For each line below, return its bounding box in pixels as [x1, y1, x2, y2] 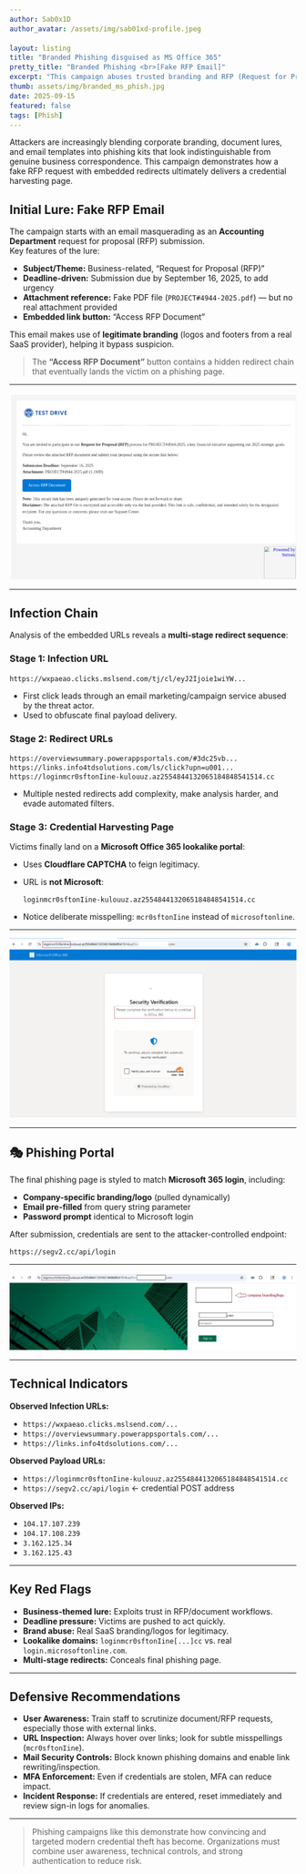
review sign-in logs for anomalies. [22, 1800, 150, 1811]
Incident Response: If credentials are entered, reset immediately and [22, 1790, 282, 1802]
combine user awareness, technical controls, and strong [31, 1846, 243, 1857]
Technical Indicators [9, 1376, 128, 1392]
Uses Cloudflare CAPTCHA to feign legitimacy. [22, 859, 200, 870]
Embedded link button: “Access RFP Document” [22, 311, 206, 322]
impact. [22, 1781, 52, 1792]
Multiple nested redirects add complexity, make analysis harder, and [22, 788, 279, 799]
